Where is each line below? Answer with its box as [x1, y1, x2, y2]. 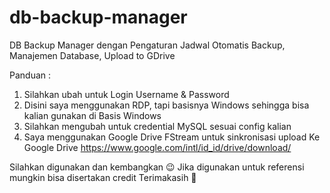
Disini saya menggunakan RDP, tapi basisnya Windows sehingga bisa [23, 99, 310, 111]
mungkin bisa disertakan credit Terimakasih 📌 [9, 171, 197, 183]
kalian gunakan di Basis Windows [23, 109, 162, 121]
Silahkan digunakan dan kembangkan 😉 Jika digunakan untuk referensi [9, 161, 305, 173]
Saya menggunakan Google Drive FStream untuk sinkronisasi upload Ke [23, 131, 321, 143]
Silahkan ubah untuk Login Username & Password [23, 88, 230, 100]
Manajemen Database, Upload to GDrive [9, 49, 176, 61]
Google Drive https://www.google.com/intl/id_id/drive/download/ [23, 141, 292, 153]
